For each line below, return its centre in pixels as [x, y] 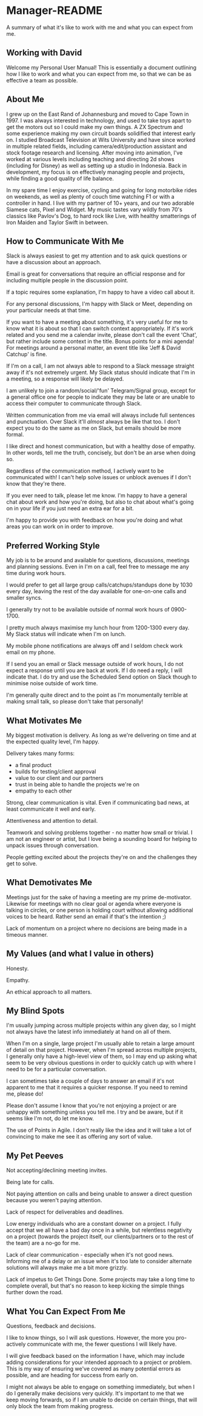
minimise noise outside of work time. [52, 683]
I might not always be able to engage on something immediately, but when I [101, 1387]
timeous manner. [27, 934]
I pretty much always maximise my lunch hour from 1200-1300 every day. [98, 628]
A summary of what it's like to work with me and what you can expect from [100, 27]
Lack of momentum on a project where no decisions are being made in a [97, 928]
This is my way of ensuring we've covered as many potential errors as [94, 1369]
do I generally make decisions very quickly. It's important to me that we [95, 1394]
